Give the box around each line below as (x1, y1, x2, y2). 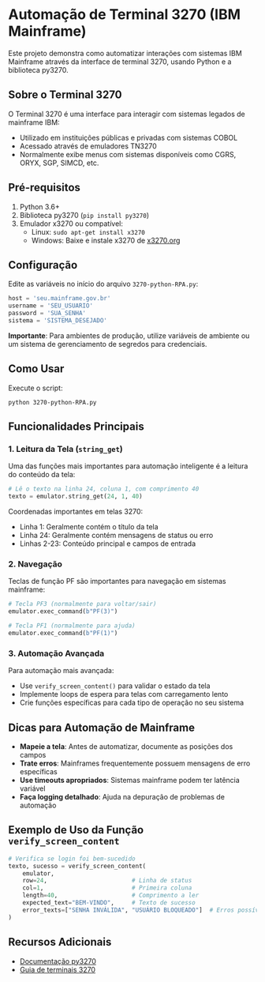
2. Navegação (8, 559, 63, 570)
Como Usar (8, 362, 65, 376)
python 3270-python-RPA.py (8, 398, 97, 406)
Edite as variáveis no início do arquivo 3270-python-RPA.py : (8, 279, 199, 289)
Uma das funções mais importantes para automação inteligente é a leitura (8, 461, 248, 471)
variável (19, 784, 46, 793)
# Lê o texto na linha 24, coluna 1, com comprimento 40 (8, 485, 200, 493)
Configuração (8, 258, 78, 272)
